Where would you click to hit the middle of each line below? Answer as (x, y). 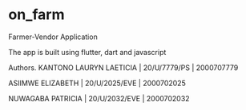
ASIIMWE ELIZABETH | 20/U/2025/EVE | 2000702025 (97, 83)
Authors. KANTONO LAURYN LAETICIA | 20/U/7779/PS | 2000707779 (123, 67)
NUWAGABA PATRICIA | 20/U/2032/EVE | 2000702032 (99, 98)
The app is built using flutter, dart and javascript (87, 52)
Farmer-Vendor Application (53, 37)
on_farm (36, 15)
